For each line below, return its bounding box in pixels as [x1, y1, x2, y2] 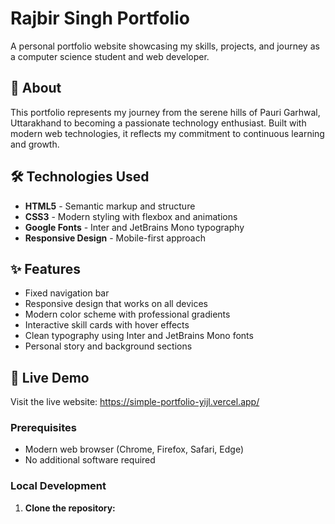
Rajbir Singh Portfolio [10, 7, 190, 30]
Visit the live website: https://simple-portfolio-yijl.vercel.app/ [10, 396, 260, 408]
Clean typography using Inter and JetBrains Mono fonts [24, 330, 254, 342]
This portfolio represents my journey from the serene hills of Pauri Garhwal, [10, 106, 321, 118]
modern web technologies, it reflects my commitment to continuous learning [10, 127, 325, 139]
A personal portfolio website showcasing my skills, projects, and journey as [10, 40, 320, 52]
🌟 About [10, 80, 62, 97]
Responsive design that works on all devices [24, 298, 208, 310]
